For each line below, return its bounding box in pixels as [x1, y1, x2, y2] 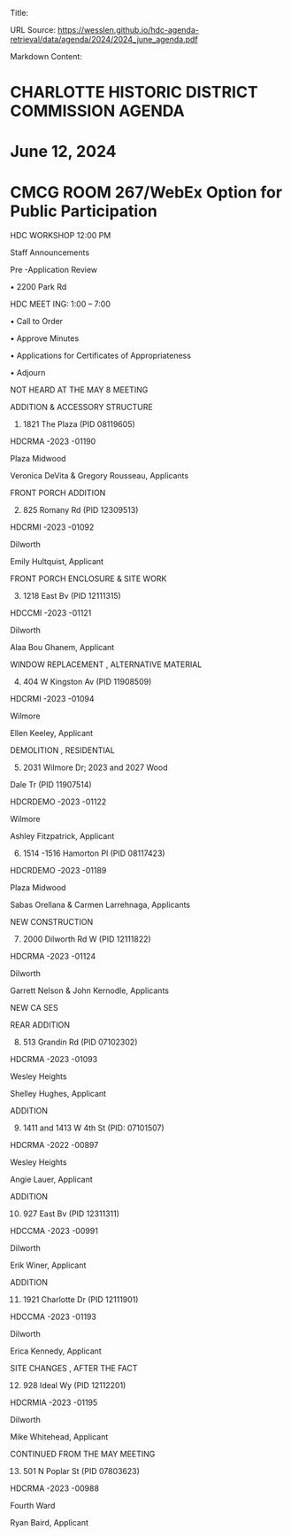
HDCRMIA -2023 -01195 [10, 1397, 98, 1408]
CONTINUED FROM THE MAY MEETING [10, 1448, 156, 1460]
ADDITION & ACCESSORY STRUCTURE [10, 402, 153, 413]
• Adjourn [10, 368, 46, 378]
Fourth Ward [10, 1501, 56, 1511]
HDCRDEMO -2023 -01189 [10, 866, 107, 876]
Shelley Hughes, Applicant [10, 1089, 107, 1099]
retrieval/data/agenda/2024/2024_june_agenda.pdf [10, 35, 198, 44]
